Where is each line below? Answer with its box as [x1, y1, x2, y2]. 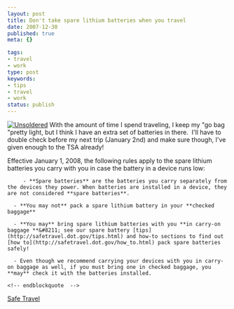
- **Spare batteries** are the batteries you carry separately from [22, 178, 228, 185]
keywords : [7, 75, 36, 82]
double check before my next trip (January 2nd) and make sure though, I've [7, 136, 226, 144]
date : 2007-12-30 [7, 23, 58, 30]
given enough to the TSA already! [7, 143, 104, 151]
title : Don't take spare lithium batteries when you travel [7, 17, 187, 24]
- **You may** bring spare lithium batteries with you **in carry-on [13, 221, 221, 228]
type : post [7, 68, 39, 76]
